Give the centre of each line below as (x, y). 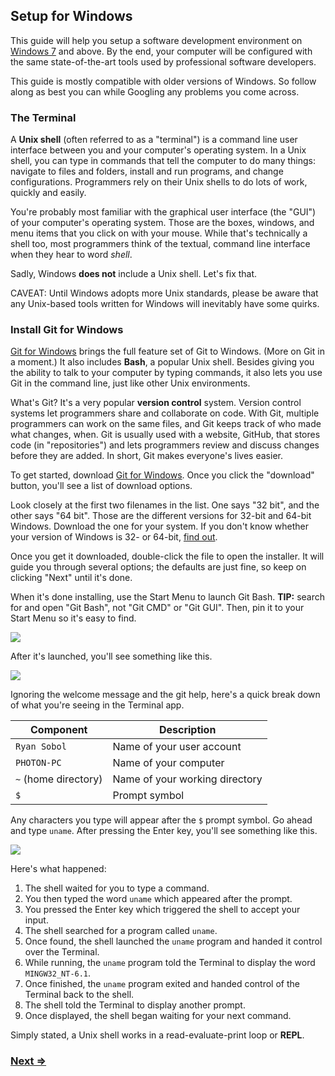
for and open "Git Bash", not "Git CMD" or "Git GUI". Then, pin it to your (157, 608)
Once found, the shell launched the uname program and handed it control (173, 941)
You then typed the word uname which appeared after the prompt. (158, 899)
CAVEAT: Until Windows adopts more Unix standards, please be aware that (164, 293)
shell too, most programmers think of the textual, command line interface (160, 244)
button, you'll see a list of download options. (101, 486)
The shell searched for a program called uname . (121, 931)
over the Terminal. (62, 952)
